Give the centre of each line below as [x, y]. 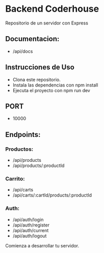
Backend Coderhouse [52, 9]
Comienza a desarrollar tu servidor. [42, 245]
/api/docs [23, 51]
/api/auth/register [31, 225]
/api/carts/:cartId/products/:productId [52, 195]
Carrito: [15, 179]
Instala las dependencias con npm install [55, 85]
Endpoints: [23, 135]
